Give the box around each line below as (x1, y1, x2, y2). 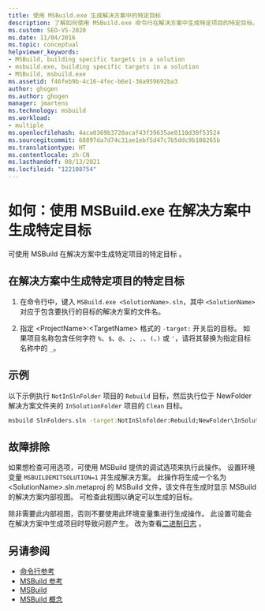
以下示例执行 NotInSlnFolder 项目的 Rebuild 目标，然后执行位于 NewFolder (8, 391, 252, 401)
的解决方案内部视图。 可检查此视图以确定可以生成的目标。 (8, 492, 197, 501)
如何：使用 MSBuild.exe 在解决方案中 (8, 202, 252, 220)
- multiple (8, 121, 44, 129)
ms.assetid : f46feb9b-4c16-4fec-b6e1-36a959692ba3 (8, 77, 178, 85)
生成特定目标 (8, 222, 92, 240)
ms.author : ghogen (8, 92, 69, 100)
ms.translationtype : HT (8, 143, 87, 151)
